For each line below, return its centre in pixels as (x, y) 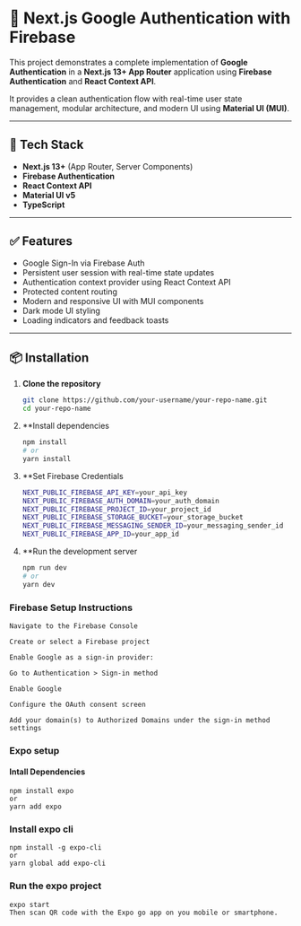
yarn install (47, 459)
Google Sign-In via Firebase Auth (83, 263)
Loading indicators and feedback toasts (95, 320)
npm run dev (44, 568)
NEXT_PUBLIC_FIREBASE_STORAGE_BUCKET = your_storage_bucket (133, 518)
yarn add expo (36, 807)
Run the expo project (56, 886)
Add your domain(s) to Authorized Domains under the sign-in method (140, 720)
